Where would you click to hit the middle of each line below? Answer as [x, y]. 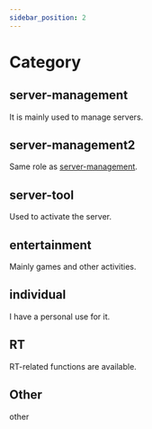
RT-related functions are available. [73, 366]
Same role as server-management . [73, 166]
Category [45, 62]
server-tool [42, 195]
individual [38, 295]
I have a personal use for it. [60, 317]
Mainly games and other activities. [73, 267]
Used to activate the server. [61, 217]
